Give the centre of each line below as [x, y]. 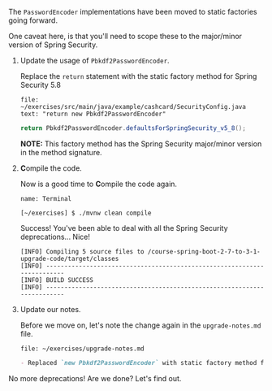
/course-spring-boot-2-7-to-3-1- [204, 251]
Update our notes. [50, 309]
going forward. [33, 20]
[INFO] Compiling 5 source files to [82, 251]
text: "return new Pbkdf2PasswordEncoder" [93, 114]
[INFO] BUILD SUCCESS [56, 280]
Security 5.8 [40, 85]
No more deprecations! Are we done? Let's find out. [95, 378]
